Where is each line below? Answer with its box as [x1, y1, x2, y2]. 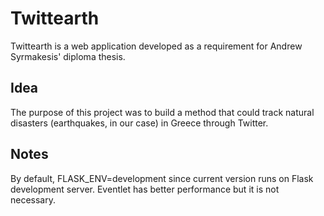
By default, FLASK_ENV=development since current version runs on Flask [10, 172, 314, 184]
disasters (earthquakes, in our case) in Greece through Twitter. [10, 117, 269, 129]
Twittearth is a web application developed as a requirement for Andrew [10, 40, 303, 52]
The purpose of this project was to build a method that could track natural [10, 106, 315, 118]
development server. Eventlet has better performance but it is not [10, 183, 280, 195]
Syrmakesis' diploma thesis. [10, 50, 126, 62]
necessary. [10, 193, 57, 206]
